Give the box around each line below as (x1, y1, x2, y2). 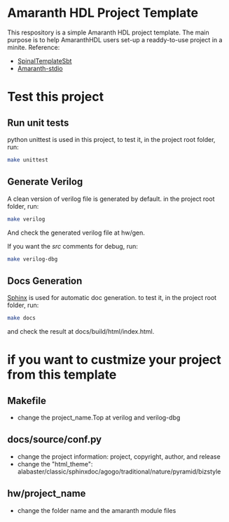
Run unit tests (7, 117, 69, 129)
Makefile (7, 395, 47, 407)
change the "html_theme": (17, 459, 93, 468)
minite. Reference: (7, 43, 60, 51)
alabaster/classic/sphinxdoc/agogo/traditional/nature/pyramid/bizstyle (17, 467, 221, 476)
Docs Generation (7, 275, 83, 287)
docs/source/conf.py (7, 433, 102, 445)
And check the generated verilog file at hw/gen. (7, 228, 146, 237)
